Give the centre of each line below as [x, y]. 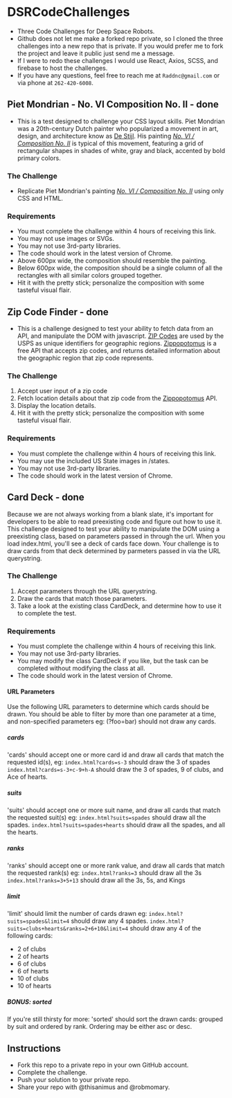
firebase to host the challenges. [62, 68]
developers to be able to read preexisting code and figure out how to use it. [115, 521]
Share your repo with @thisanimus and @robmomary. [93, 1087]
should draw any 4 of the [166, 928]
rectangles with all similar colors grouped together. [90, 276]
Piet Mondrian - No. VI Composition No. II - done [113, 105]
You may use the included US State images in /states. [93, 460]
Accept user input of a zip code [62, 391]
